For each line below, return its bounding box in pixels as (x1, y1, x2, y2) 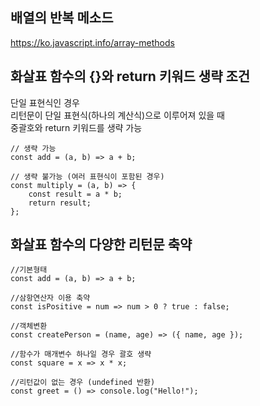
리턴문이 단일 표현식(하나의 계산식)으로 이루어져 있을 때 (10, 109, 225, 121)
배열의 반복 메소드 (10, 9, 114, 27)
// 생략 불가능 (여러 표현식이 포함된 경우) (10, 171, 165, 182)
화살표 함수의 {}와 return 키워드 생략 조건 (10, 68, 251, 85)
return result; (28, 198, 92, 208)
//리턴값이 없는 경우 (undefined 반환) (10, 378, 156, 388)
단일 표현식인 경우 (10, 96, 80, 108)
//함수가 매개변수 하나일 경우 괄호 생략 (10, 349, 152, 360)
